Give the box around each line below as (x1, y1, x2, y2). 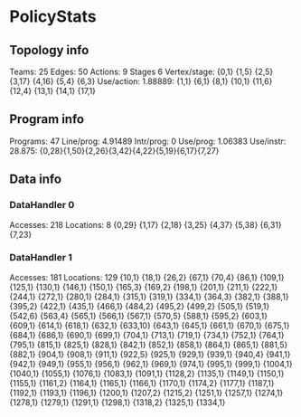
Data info (9, 172, 61, 187)
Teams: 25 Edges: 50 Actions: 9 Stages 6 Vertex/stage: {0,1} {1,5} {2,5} (9, 66, 274, 77)
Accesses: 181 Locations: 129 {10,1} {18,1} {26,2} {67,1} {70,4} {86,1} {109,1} (9, 271, 285, 282)
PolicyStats (9, 6, 97, 27)
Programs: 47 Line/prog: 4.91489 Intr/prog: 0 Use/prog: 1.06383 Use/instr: (9, 136, 287, 147)
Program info (9, 111, 84, 128)
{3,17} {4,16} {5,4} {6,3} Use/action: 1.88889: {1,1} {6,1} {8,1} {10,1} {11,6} (9, 76, 273, 87)
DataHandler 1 (9, 251, 72, 264)
